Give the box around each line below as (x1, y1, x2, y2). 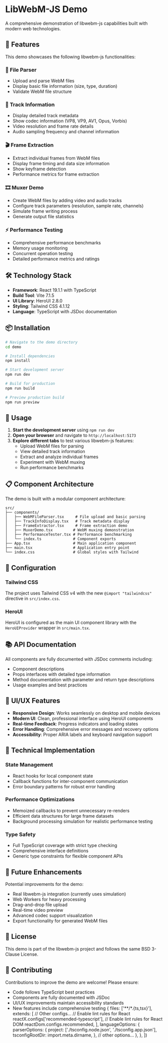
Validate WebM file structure (12, 88, 72, 94)
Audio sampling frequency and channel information (12, 129, 120, 135)
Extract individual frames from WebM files (12, 155, 100, 161)
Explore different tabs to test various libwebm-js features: (12, 438, 134, 444)
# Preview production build (5, 395, 65, 400)
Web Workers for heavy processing (12, 896, 87, 902)
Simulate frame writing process (12, 208, 78, 214)
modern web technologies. (5, 25, 61, 31)
